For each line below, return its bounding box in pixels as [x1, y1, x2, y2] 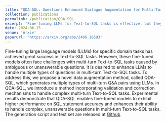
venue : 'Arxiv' [5, 30, 37, 35]
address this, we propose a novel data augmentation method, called [5, 75, 143, 81]
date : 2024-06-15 [5, 26, 41, 31]
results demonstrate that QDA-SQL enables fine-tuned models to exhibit [5, 95, 152, 101]
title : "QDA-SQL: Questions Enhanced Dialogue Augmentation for [5, 7, 140, 12]
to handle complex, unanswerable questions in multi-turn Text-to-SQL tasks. [5, 106, 161, 112]
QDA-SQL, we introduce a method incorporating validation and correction [5, 85, 155, 91]
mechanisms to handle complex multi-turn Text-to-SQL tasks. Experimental [5, 90, 159, 96]
